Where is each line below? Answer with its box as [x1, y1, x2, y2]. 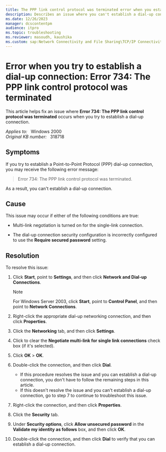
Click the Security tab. [12, 412, 59, 417]
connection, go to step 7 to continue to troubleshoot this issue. [20, 393, 147, 399]
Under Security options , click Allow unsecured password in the [12, 421, 144, 427]
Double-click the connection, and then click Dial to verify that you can [12, 436, 155, 442]
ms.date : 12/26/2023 [5, 16, 48, 21]
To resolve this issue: [5, 264, 49, 270]
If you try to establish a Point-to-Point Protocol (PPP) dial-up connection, [5, 161, 154, 167]
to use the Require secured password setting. [12, 237, 107, 243]
